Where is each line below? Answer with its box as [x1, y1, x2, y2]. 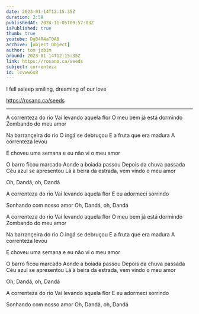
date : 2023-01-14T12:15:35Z [6, 8, 76, 15]
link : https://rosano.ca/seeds [6, 58, 84, 64]
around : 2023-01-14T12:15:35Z [6, 53, 81, 59]
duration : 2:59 [6, 14, 44, 20]
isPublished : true [6, 25, 52, 31]
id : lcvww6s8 [6, 69, 38, 75]
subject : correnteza [6, 63, 57, 70]
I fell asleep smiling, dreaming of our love [6, 85, 107, 92]
